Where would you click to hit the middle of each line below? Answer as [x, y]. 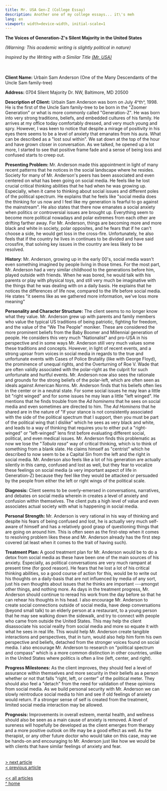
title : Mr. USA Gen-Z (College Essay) [45, 10]
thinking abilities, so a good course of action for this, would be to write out [81, 574]
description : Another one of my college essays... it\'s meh [70, 14]
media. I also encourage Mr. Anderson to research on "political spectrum [80, 648]
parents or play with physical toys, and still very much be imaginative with [81, 280]
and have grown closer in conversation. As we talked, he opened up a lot [80, 145]
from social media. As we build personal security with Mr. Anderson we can [83, 689]
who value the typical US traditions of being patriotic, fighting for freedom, [82, 322]
